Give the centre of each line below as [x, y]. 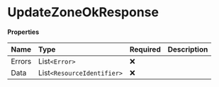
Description [188, 49]
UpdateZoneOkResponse [83, 12]
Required [145, 49]
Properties [23, 32]
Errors [21, 61]
